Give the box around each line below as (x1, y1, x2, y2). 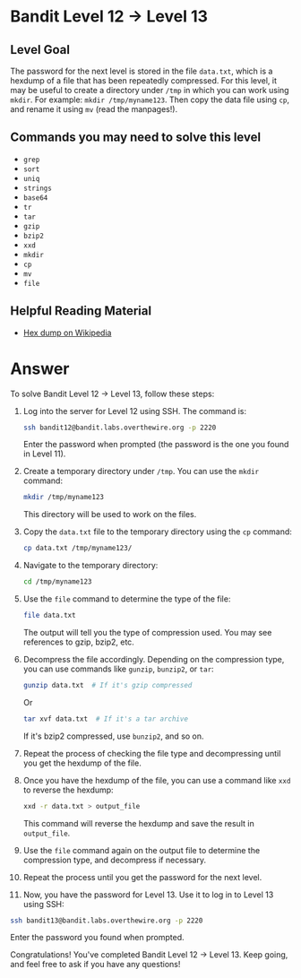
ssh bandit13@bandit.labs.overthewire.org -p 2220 (10, 916, 203, 925)
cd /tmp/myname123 (22, 577, 92, 586)
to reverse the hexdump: (22, 784, 115, 795)
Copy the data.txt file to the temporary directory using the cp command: (22, 526, 292, 537)
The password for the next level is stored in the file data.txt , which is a (10, 65, 273, 76)
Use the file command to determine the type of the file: (22, 593, 231, 604)
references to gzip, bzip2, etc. (22, 636, 135, 647)
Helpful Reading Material (10, 303, 151, 319)
